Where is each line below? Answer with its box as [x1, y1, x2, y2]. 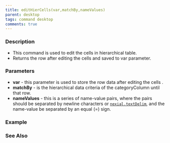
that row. [12, 89, 31, 96]
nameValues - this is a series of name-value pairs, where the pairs [12, 95, 152, 101]
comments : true [5, 21, 38, 27]
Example [5, 118, 27, 125]
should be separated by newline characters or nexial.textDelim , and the [12, 101, 165, 107]
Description [5, 38, 35, 45]
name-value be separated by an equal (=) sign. [12, 106, 111, 112]
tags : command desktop [5, 17, 53, 22]
